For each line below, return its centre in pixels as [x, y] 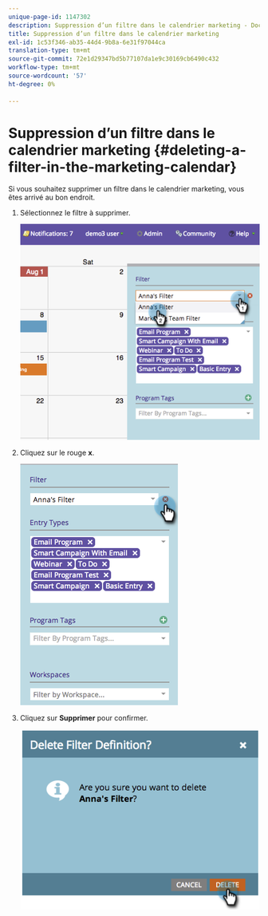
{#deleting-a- [200, 150]
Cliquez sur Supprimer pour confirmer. [84, 717]
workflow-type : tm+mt [44, 68]
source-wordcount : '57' [48, 76]
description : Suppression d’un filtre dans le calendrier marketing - [128, 25]
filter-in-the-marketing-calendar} [122, 167]
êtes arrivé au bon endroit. [52, 197]
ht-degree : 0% [32, 84]
